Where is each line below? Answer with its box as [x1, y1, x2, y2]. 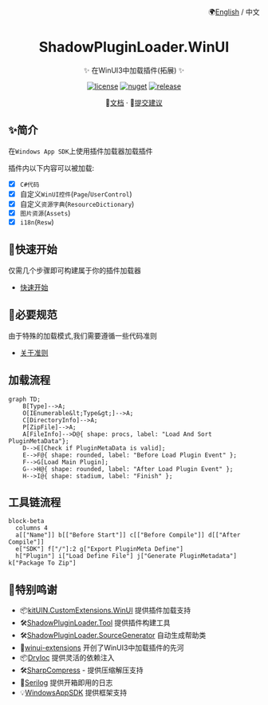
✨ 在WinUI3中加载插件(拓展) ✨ [83, 65, 185, 75]
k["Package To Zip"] [8, 559, 77, 568]
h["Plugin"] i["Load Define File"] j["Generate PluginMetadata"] [15, 553, 238, 560]
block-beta [8, 517, 45, 525]
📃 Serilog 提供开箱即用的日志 [19, 678, 113, 687]
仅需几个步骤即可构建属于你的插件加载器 [8, 265, 141, 275]
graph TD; [8, 395, 41, 403]
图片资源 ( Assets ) [19, 208, 71, 217]
